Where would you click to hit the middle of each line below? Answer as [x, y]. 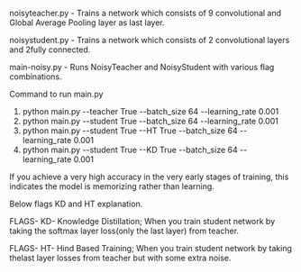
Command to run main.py [56, 94]
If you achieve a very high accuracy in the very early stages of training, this [149, 177]
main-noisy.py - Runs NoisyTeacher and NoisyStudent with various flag [142, 67]
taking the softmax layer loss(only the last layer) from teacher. [124, 231]
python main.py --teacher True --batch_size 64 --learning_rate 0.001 [150, 111]
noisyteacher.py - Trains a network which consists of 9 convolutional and [146, 13]
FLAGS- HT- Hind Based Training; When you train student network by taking [151, 248]
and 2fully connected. [50, 50]
